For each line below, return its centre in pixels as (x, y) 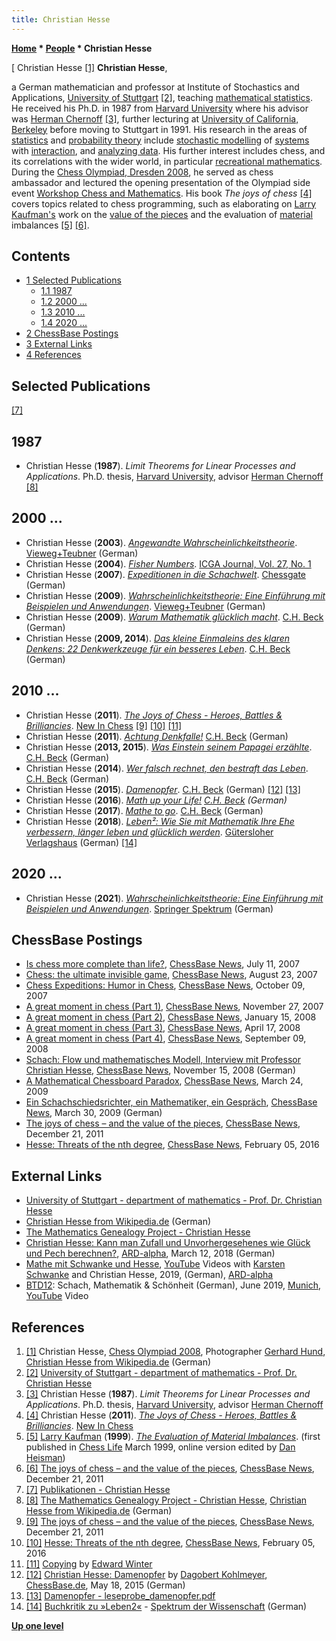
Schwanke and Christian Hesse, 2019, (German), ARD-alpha (149, 1275)
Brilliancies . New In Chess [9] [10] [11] (104, 725)
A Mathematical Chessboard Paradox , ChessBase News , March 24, (164, 1081)
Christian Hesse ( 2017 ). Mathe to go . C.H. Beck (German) (144, 810)
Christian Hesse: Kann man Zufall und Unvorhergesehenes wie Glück (168, 1243)
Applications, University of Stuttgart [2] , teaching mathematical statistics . (162, 97)
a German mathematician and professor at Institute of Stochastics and (155, 87)
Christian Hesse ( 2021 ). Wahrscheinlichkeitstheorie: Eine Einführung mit (174, 898)
